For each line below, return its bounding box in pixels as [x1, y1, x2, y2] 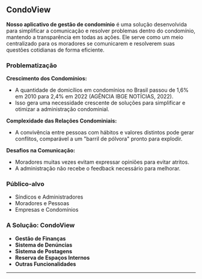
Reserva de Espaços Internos [14, 254, 90, 261]
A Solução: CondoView [6, 221, 75, 230]
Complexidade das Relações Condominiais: [6, 117, 117, 125]
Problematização [6, 61, 57, 70]
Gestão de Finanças [14, 235, 66, 242]
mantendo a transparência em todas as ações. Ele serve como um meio [6, 33, 183, 41]
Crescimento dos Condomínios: [6, 75, 87, 82]
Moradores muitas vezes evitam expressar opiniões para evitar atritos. [14, 158, 189, 166]
